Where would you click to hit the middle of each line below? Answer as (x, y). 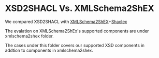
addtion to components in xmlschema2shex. (49, 50)
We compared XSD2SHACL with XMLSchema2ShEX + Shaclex (66, 22)
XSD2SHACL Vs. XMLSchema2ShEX (80, 8)
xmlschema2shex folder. (29, 36)
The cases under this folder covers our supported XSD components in (75, 45)
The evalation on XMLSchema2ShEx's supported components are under (77, 31)
